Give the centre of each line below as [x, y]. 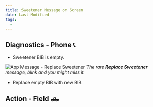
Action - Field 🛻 [32, 99]
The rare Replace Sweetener [117, 67]
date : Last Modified [27, 15]
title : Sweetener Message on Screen [44, 10]
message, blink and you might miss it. [45, 72]
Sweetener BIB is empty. [39, 57]
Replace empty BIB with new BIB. [48, 83]
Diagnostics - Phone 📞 [40, 45]
